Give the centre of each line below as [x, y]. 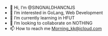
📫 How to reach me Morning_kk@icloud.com [56, 28]
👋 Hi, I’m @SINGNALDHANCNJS [42, 8]
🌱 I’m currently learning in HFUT [42, 18]
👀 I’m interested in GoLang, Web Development [56, 13]
